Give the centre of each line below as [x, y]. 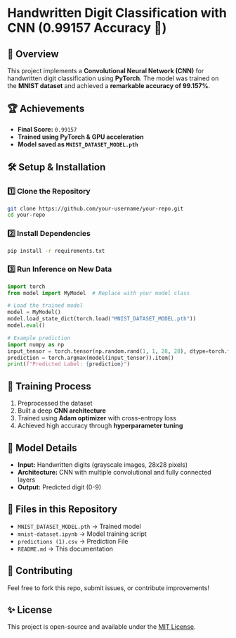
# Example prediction [39, 338]
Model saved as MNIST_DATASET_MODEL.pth [78, 144]
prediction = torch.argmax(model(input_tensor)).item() [91, 358]
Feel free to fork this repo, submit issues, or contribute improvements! [108, 588]
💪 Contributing [40, 571]
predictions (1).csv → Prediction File [73, 541]
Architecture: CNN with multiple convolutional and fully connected [114, 472]
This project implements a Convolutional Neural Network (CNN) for [106, 71]
